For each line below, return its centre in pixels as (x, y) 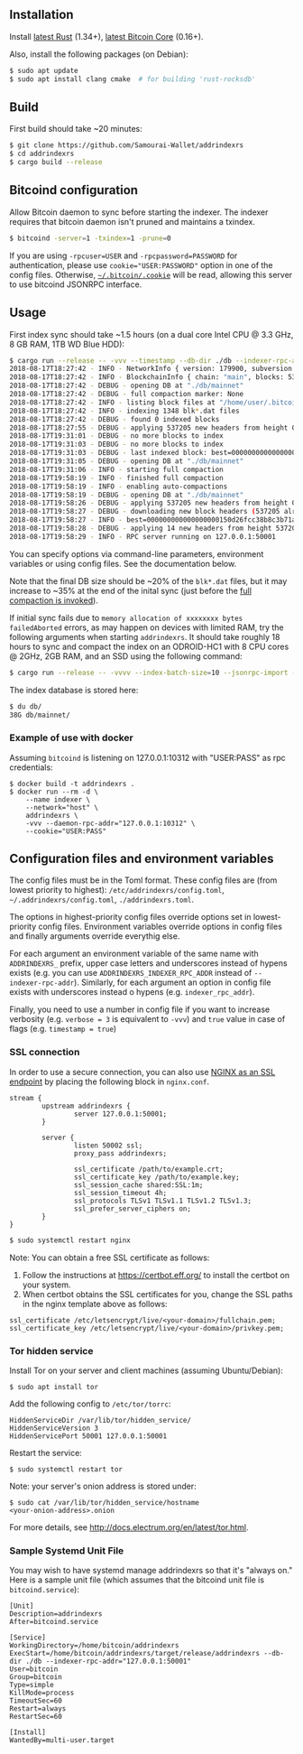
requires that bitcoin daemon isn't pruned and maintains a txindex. (132, 221)
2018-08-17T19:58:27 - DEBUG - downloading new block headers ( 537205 (145, 512)
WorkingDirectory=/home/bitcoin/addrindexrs (94, 1646)
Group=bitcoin (36, 1677)
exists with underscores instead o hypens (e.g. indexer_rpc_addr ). (132, 992)
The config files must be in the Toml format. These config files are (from (143, 880)
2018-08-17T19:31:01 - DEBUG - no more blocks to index (116, 436)
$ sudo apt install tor (54, 1387)
